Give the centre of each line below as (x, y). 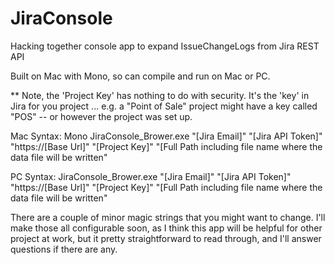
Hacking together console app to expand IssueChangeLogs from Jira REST (165, 46)
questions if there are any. (64, 249)
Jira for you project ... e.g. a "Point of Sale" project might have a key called (164, 106)
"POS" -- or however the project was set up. (101, 116)
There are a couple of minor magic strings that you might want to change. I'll (168, 217)
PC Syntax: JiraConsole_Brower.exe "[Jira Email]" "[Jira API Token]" (151, 176)
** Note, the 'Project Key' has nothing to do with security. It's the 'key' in (160, 95)
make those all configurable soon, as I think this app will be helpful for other (166, 228)
